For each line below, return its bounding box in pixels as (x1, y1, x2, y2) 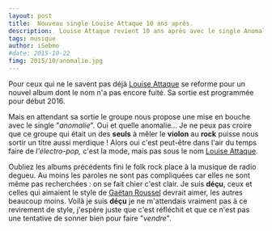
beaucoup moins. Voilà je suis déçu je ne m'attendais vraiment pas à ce (8, 195, 248, 206)
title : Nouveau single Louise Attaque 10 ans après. (8, 19, 194, 27)
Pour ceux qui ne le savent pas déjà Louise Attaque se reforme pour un (8, 78, 245, 89)
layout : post (8, 11, 53, 20)
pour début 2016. (8, 96, 66, 106)
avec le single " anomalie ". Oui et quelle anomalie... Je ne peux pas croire (8, 120, 253, 130)
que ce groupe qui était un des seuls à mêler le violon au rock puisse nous (8, 128, 259, 138)
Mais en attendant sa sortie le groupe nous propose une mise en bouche (8, 111, 251, 121)
